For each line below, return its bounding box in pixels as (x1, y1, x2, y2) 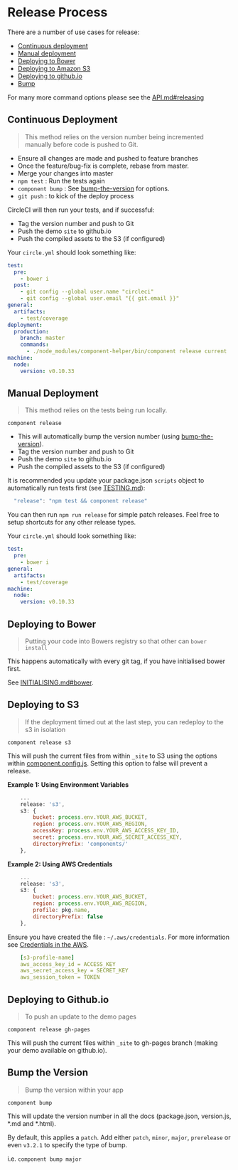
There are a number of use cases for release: (7, 28, 140, 36)
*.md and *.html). (7, 1119, 57, 1127)
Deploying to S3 (7, 699, 80, 711)
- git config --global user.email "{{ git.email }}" (20, 295, 180, 302)
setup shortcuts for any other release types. (7, 518, 136, 527)
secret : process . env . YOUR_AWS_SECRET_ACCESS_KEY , (33, 834, 183, 841)
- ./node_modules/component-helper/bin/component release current (26, 348, 227, 355)
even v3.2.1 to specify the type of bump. (7, 1140, 128, 1149)
